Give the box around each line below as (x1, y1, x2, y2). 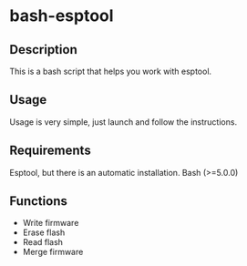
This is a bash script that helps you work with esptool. (9, 66, 212, 77)
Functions (9, 193, 68, 210)
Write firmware (22, 218, 79, 229)
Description (9, 42, 77, 57)
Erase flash (22, 227, 66, 238)
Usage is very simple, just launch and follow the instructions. (9, 116, 238, 128)
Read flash (22, 237, 64, 248)
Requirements (9, 143, 91, 159)
